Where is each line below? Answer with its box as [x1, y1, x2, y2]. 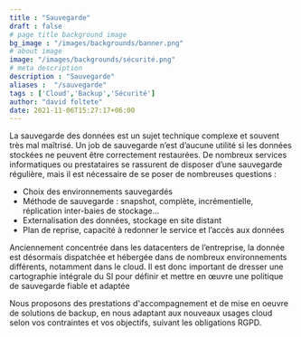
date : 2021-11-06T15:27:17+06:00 [9, 106, 136, 115]
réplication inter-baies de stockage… [22, 205, 160, 217]
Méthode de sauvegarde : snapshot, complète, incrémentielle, [22, 196, 254, 207]
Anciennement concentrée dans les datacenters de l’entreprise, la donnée [9, 242, 285, 253]
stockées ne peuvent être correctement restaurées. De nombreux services [9, 150, 287, 161]
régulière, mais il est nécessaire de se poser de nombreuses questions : [9, 169, 277, 180]
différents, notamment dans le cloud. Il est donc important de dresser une [9, 261, 284, 272]
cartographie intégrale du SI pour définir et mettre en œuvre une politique [9, 271, 284, 282]
